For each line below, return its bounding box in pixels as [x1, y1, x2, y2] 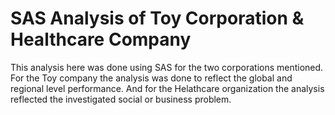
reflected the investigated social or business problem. [10, 93, 232, 105]
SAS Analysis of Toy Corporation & [10, 7, 305, 30]
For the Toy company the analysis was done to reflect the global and [10, 72, 293, 84]
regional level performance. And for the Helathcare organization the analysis [10, 82, 325, 94]
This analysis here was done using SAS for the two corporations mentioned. [10, 61, 324, 73]
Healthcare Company [10, 28, 192, 51]
